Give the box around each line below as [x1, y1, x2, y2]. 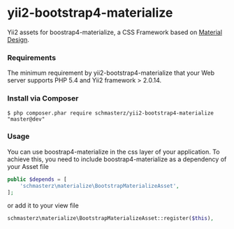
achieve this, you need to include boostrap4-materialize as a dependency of [7, 155, 227, 163]
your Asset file [7, 162, 49, 170]
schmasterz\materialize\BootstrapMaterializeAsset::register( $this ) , [7, 215, 214, 222]
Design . [7, 35, 29, 43]
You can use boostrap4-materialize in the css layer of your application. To [7, 147, 220, 156]
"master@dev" [7, 115, 45, 123]
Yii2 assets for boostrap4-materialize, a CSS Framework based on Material [7, 28, 222, 36]
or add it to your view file [7, 201, 79, 210]
